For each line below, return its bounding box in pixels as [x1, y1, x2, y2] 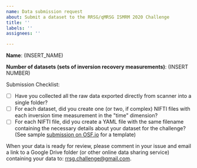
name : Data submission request [6, 8, 83, 15]
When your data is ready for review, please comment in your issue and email [6, 143, 191, 150]
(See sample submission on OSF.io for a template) [14, 131, 136, 139]
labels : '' [6, 25, 33, 31]
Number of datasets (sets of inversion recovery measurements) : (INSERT [6, 63, 189, 71]
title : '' [6, 19, 31, 25]
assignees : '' [6, 31, 41, 37]
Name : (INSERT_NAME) [6, 52, 64, 59]
